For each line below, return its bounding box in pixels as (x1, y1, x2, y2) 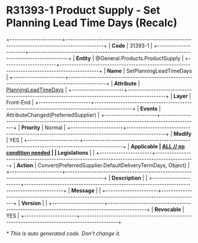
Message (71, 187, 95, 194)
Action (17, 161, 34, 169)
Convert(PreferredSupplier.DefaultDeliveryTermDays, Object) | (37, 161, 190, 169)
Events (140, 105, 158, 112)
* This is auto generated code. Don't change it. (6, 229, 121, 237)
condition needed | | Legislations (6, 149, 89, 156)
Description (111, 174, 141, 181)
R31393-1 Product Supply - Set (6, 4, 161, 17)
